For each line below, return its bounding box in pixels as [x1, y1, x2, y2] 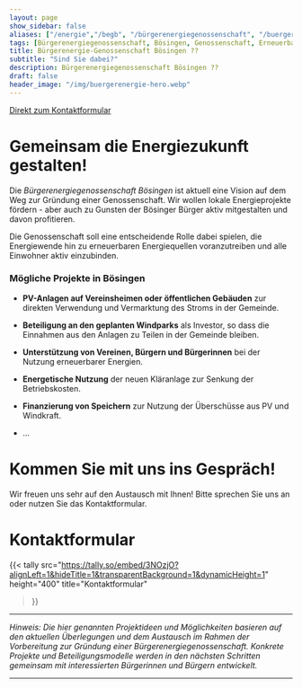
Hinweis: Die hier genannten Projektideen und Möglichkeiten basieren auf [9, 622, 282, 632]
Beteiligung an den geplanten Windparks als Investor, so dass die [22, 320, 270, 331]
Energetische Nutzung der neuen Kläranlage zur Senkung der [22, 374, 254, 384]
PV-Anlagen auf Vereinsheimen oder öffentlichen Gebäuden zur [22, 293, 267, 304]
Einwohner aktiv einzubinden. [9, 250, 120, 260]
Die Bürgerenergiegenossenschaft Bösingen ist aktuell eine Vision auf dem [9, 185, 286, 196]
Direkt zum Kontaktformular [9, 104, 111, 115]
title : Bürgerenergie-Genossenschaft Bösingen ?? [9, 47, 200, 56]
